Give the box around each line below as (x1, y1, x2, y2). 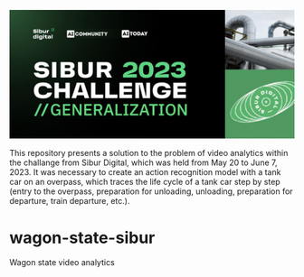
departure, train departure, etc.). (9, 196, 130, 207)
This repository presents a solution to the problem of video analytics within (9, 148, 289, 159)
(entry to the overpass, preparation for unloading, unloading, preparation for (9, 186, 293, 197)
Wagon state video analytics (9, 257, 115, 268)
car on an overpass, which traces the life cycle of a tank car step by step (9, 177, 280, 188)
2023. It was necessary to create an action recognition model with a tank (9, 167, 281, 178)
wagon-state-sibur (9, 227, 156, 248)
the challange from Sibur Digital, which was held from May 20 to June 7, (9, 157, 278, 168)
